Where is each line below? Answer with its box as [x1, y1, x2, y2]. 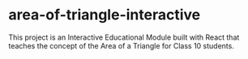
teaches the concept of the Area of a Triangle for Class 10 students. [8, 40, 235, 50]
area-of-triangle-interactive [8, 6, 201, 24]
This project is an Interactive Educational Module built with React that [8, 32, 240, 42]
